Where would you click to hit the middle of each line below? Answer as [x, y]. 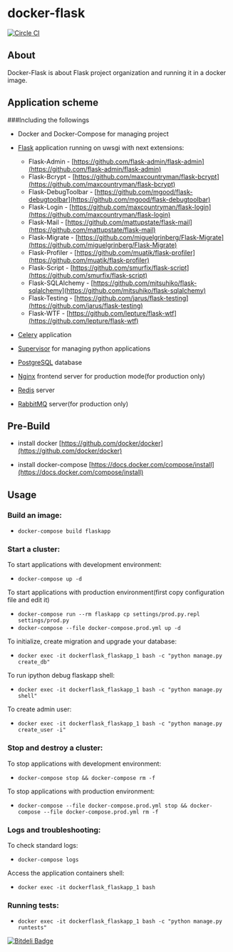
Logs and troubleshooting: [54, 830]
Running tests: [33, 905]
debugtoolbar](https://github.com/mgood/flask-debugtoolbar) [119, 199]
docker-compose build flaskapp [64, 531]
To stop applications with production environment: [81, 791]
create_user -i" [42, 730]
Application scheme [53, 102]
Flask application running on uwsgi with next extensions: [101, 147]
